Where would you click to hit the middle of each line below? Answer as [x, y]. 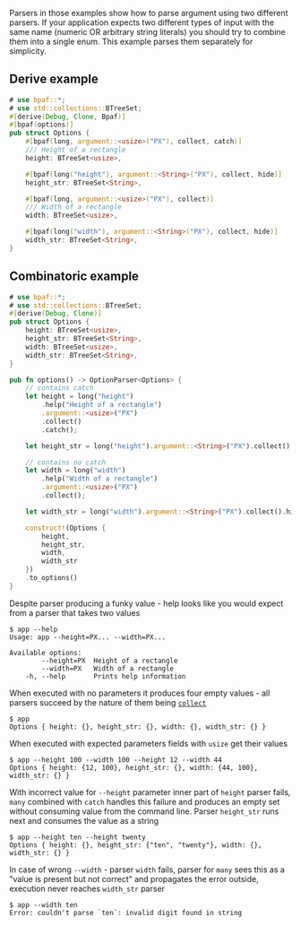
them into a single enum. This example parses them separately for [131, 41]
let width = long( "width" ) [76, 471]
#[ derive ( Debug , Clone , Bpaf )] [68, 117]
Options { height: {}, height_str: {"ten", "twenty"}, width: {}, [136, 845]
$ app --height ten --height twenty [77, 837]
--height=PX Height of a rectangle [110, 661]
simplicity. [28, 51]
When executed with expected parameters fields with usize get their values [149, 743]
